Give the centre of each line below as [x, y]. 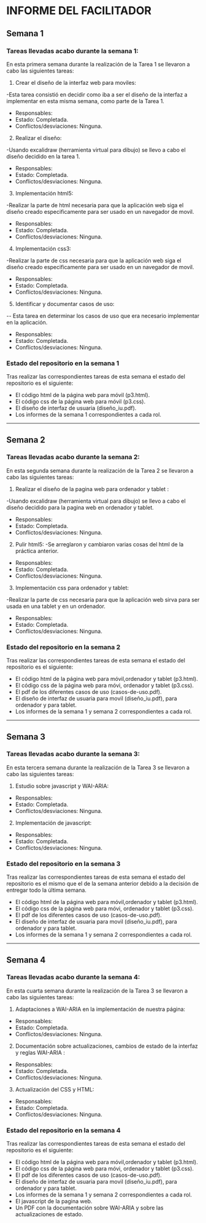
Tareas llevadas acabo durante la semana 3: [73, 754]
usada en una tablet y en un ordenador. [56, 606]
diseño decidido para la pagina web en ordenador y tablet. [80, 507]
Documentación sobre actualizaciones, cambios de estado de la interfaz [106, 1046]
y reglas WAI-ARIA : [40, 1052]
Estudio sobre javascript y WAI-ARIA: [62, 786]
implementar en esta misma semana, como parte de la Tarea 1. [85, 101]
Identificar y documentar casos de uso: [65, 304]
